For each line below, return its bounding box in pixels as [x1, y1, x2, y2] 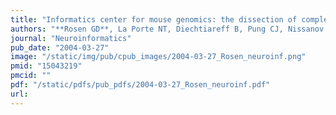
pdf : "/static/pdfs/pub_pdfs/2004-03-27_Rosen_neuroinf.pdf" [10, 80, 271, 90]
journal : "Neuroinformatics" [10, 33, 132, 43]
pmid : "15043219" [10, 61, 83, 71]
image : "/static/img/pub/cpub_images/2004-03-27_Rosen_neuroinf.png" [10, 52, 307, 62]
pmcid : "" [10, 71, 52, 81]
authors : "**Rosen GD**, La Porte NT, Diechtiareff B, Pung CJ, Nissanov [10, 24, 325, 34]
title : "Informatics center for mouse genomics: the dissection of [10, 14, 298, 25]
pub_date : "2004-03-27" [10, 42, 110, 53]
